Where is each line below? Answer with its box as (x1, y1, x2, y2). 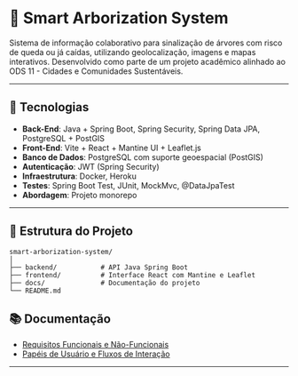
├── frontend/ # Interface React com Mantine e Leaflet (9, 270, 255, 279)
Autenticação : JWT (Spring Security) (21, 161, 160, 172)
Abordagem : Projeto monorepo (21, 189, 137, 200)
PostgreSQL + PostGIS (21, 132, 105, 143)
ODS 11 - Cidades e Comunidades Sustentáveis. (9, 66, 184, 76)
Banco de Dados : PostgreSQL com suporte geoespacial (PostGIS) (21, 151, 264, 163)
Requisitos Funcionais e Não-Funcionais (21, 340, 169, 350)
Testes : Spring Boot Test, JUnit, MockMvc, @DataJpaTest (21, 180, 235, 190)
